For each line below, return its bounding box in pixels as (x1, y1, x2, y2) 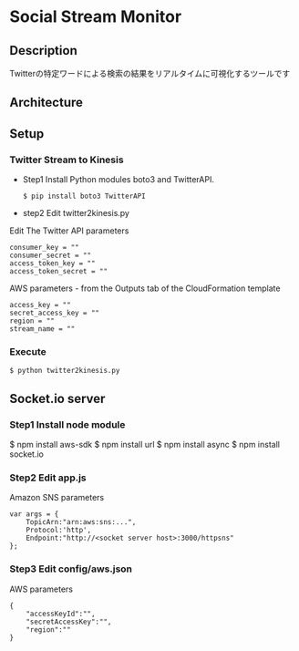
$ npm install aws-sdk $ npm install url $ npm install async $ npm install (9, 439, 281, 450)
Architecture (9, 95, 84, 110)
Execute (9, 346, 47, 357)
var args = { (9, 510, 59, 519)
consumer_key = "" (9, 243, 79, 253)
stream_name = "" (9, 325, 76, 334)
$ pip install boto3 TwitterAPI (22, 191, 146, 201)
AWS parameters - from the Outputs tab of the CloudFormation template (9, 283, 281, 294)
